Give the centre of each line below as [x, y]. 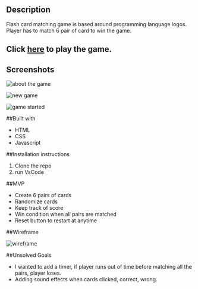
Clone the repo [33, 166]
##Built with [21, 119]
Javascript [28, 143]
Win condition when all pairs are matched [66, 215]
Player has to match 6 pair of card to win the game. [69, 30]
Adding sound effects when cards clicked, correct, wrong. [86, 279]
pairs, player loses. [38, 273]
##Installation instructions [38, 154]
